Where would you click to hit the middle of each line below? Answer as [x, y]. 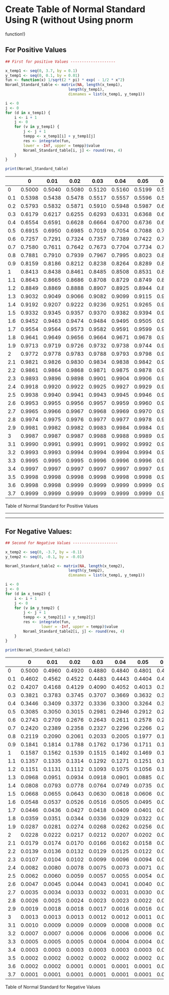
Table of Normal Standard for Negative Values [53, 987]
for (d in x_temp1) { [28, 113]
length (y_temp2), [86, 571]
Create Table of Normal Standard [75, 9]
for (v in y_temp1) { [37, 127]
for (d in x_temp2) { [28, 594]
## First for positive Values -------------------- [60, 62]
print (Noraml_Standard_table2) [38, 650]
